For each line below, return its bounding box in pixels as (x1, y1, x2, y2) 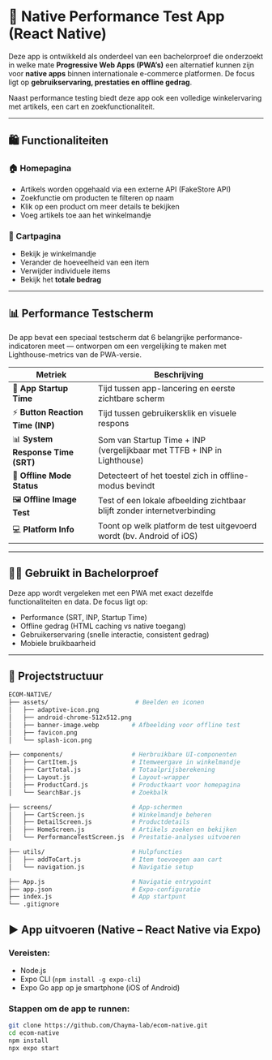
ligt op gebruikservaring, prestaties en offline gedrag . (8, 77, 193, 87)
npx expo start (8, 1044, 60, 1052)
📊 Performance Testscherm (8, 307, 154, 321)
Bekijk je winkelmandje (19, 248, 97, 258)
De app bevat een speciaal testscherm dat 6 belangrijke (8, 332, 194, 342)
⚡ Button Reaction (12, 406, 83, 417)
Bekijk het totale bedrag (19, 274, 101, 284)
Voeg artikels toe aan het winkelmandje (19, 210, 151, 220)
